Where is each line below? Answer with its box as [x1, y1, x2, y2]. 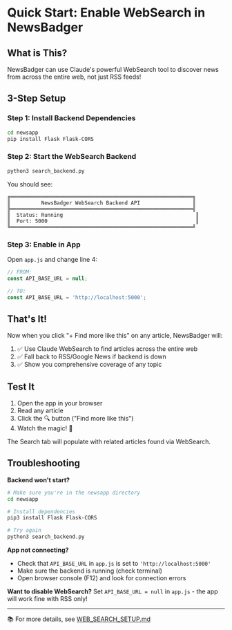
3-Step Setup [7, 93, 66, 104]
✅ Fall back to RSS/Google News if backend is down [17, 352, 167, 361]
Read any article [17, 406, 64, 415]
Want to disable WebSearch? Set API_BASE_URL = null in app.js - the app [7, 587, 219, 595]
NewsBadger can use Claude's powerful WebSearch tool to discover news [7, 66, 220, 73]
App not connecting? [7, 546, 69, 554]
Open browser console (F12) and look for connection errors [17, 574, 186, 582]
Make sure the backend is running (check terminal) [17, 566, 162, 575]
